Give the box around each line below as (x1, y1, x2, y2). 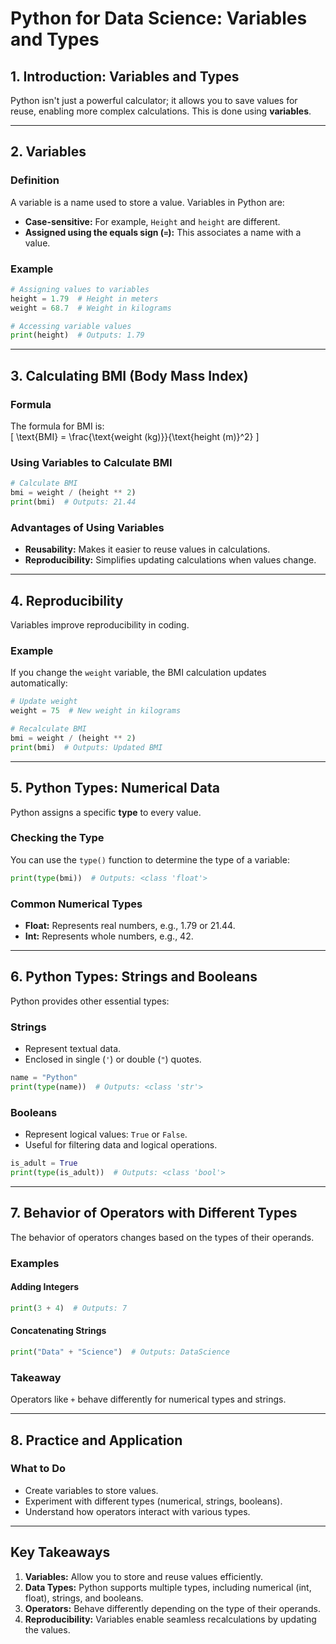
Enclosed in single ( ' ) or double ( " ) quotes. (24, 1053, 202, 1066)
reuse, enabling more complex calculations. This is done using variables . (10, 105, 312, 117)
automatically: (10, 677, 68, 689)
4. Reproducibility (10, 592, 124, 609)
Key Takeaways (10, 1544, 111, 1561)
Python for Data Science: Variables (10, 7, 308, 30)
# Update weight (10, 697, 78, 707)
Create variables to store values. (24, 1484, 159, 1496)
